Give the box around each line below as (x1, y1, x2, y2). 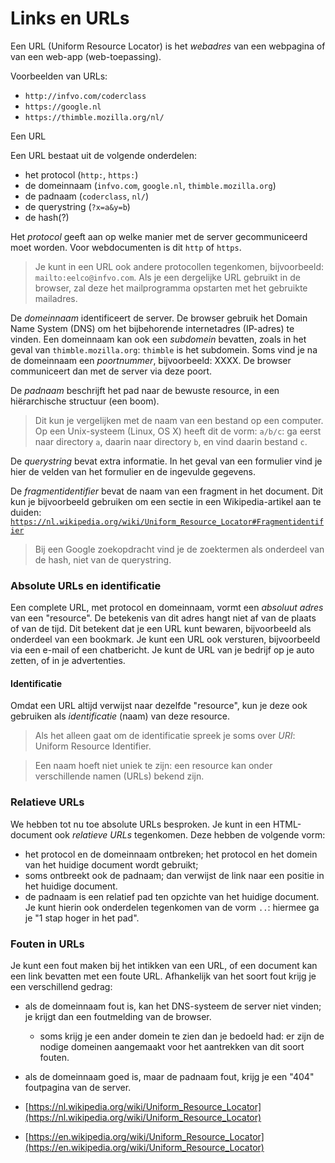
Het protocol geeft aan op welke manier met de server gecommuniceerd (10, 230, 308, 242)
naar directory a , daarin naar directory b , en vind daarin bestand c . (34, 435, 308, 447)
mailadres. (34, 292, 78, 304)
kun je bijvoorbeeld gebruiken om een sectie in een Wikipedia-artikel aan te (10, 495, 322, 507)
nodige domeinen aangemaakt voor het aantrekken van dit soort (39, 1041, 305, 1053)
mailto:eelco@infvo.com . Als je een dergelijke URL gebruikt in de (34, 271, 301, 283)
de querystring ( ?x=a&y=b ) (24, 200, 131, 212)
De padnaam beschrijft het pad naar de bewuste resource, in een (10, 384, 280, 396)
